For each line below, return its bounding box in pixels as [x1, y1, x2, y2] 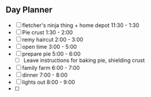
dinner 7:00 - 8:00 [22, 71, 68, 78]
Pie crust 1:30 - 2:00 [22, 28, 73, 36]
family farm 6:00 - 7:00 [22, 64, 80, 71]
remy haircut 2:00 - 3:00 [22, 36, 84, 43]
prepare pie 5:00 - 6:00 [22, 50, 81, 57]
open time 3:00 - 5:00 [22, 43, 77, 50]
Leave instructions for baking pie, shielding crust [23, 57, 146, 64]
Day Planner [5, 5, 53, 15]
